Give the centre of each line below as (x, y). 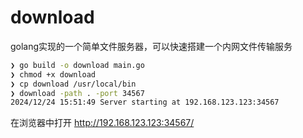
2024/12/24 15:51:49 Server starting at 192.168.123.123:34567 (145, 102)
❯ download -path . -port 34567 (77, 93)
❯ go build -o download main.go (77, 65)
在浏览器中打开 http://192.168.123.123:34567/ (102, 123)
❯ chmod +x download (53, 74)
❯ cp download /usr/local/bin (73, 84)
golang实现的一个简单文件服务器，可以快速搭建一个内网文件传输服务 (151, 46)
